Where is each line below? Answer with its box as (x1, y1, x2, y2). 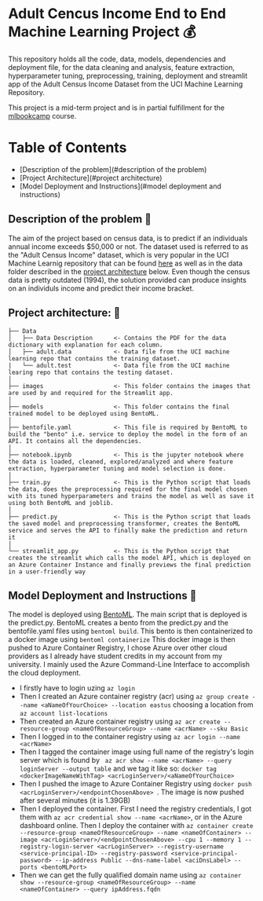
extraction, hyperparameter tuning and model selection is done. (8, 464, 226, 472)
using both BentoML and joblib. (8, 499, 114, 507)
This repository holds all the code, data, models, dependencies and (8, 54, 226, 64)
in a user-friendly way (8, 567, 86, 576)
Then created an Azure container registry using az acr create (19, 716, 221, 727)
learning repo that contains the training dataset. (8, 354, 181, 362)
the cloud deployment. (8, 668, 81, 678)
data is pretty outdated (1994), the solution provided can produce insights (8, 275, 247, 284)
